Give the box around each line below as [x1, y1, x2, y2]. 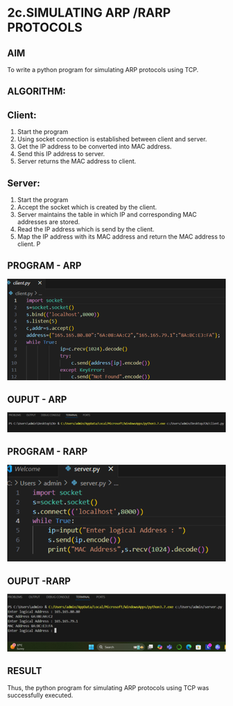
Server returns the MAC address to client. [17, 157, 137, 166]
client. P [17, 240, 41, 248]
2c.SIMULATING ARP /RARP [7, 5, 171, 21]
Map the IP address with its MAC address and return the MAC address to [17, 232, 225, 241]
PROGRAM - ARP [7, 260, 82, 272]
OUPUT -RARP [7, 575, 71, 587]
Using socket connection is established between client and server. [17, 135, 207, 144]
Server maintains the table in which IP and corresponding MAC [17, 210, 197, 219]
